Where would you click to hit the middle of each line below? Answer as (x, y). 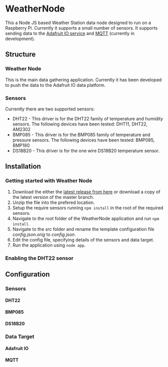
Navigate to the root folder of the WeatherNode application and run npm (86, 218)
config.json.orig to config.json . (44, 234)
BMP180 (21, 145)
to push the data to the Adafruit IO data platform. (55, 85)
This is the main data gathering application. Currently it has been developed (83, 80)
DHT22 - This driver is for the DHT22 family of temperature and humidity (88, 118)
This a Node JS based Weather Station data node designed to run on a (78, 23)
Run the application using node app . (49, 245)
